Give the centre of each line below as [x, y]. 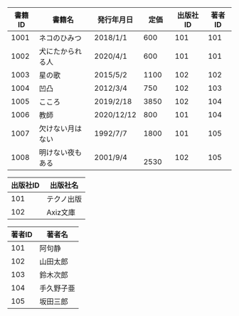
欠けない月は [60, 129]
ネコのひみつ [60, 38]
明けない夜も [60, 152]
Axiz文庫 [61, 212]
